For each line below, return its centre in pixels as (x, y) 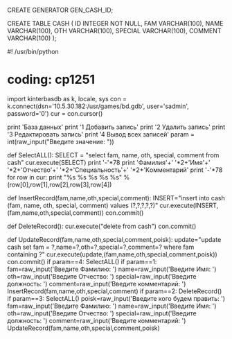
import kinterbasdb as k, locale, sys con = (67, 98)
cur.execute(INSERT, (189, 205)
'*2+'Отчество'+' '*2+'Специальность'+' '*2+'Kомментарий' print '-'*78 (115, 170)
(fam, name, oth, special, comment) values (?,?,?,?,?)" (83, 205)
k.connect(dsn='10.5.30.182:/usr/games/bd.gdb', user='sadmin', (98, 106)
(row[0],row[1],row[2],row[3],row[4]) (60, 184)
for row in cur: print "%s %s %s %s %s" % (69, 177)
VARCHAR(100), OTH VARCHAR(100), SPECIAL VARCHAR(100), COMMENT (114, 31)
